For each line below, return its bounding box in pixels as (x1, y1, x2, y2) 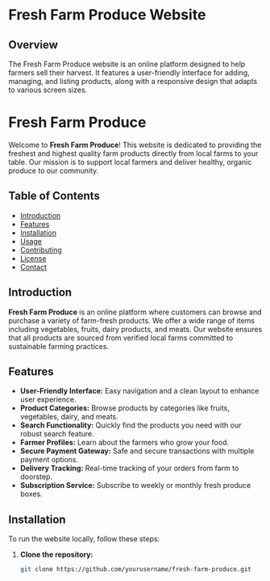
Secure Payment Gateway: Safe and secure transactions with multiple (19, 446, 255, 456)
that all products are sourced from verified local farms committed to (8, 333, 234, 343)
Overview (8, 38, 59, 52)
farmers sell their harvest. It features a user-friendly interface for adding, (8, 68, 250, 78)
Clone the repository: (19, 549, 93, 559)
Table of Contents (8, 189, 101, 203)
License (19, 253, 47, 263)
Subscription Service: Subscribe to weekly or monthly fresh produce (19, 481, 251, 490)
